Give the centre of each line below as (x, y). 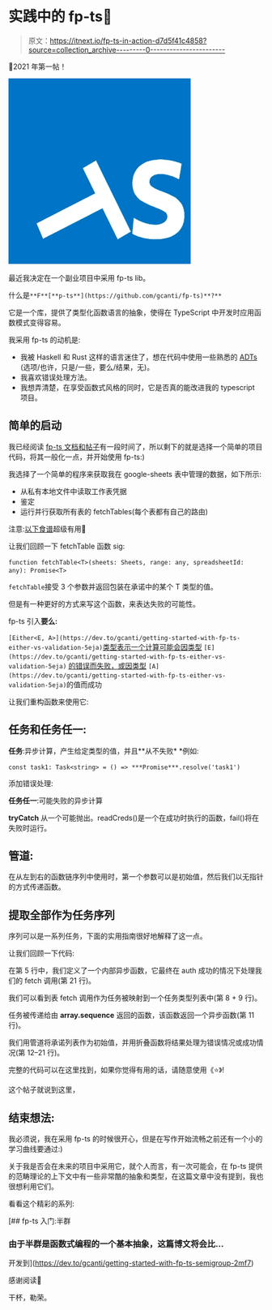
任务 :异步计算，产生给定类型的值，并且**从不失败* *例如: (104, 750)
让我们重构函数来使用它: (49, 702)
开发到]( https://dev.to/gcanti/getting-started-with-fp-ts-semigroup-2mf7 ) (131, 1263)
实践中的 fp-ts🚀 (60, 17)
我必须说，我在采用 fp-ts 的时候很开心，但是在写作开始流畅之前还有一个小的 (136, 1139)
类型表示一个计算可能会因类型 (152, 646)
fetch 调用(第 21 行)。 (59, 981)
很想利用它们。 (33, 1186)
